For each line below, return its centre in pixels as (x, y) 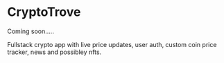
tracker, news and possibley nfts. (54, 52)
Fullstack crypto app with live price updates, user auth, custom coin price (112, 44)
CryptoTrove (44, 12)
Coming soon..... (31, 31)
